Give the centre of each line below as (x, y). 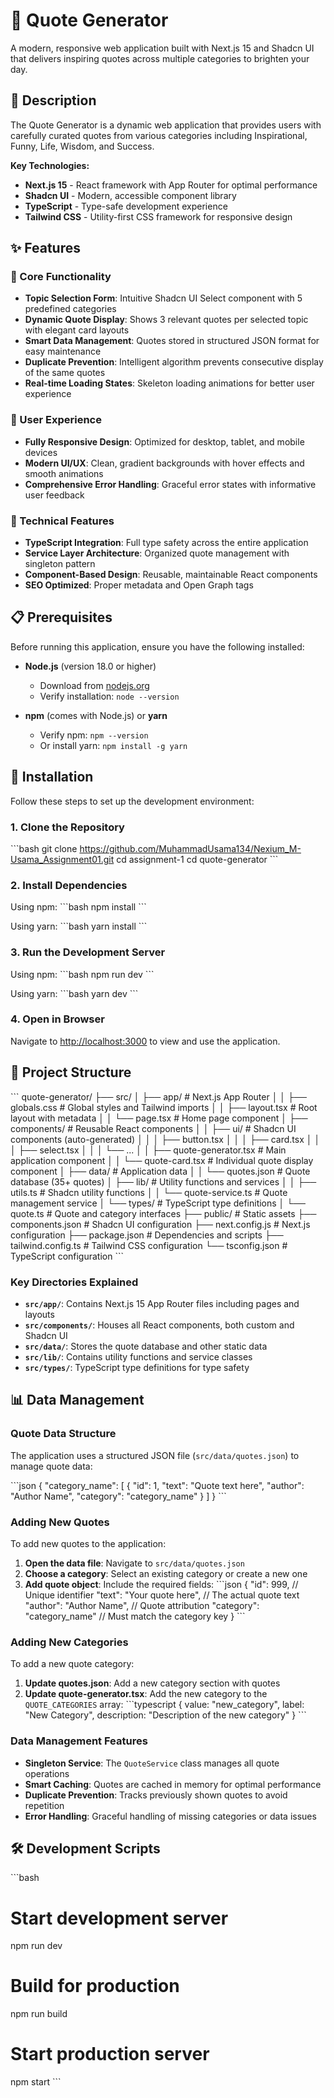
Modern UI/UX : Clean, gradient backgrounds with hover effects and (164, 463)
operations (47, 1773)
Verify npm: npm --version (94, 735)
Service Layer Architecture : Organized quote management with (157, 553)
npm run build (39, 2014)
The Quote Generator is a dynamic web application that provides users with (166, 125)
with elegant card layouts (77, 330)
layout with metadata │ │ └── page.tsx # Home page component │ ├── (159, 1118)
